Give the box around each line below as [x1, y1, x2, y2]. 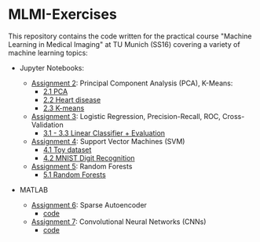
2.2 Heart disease [42, 95, 101, 104]
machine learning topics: [8, 48, 88, 57]
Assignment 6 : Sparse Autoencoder [31, 200, 148, 209]
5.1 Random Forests [42, 170, 106, 179]
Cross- [222, 111, 245, 121]
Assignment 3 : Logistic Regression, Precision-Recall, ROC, [31, 111, 222, 121]
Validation [31, 120, 64, 129]
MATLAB [19, 185, 49, 194]
